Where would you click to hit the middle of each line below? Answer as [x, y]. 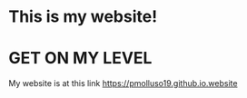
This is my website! [83, 17]
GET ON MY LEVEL [80, 59]
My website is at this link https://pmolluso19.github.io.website [123, 83]
